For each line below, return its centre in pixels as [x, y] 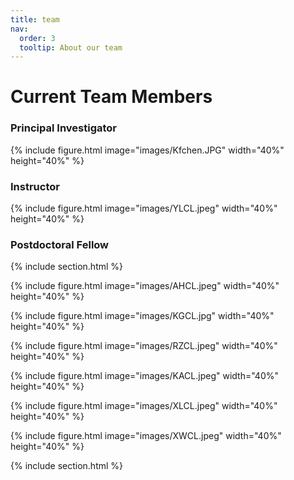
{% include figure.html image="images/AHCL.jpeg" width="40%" [145, 286]
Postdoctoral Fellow [60, 244]
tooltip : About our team [71, 47]
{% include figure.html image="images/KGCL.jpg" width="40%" [142, 316]
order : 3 [37, 38]
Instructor [35, 186]
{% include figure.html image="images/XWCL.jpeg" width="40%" [146, 436]
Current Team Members [111, 97]
